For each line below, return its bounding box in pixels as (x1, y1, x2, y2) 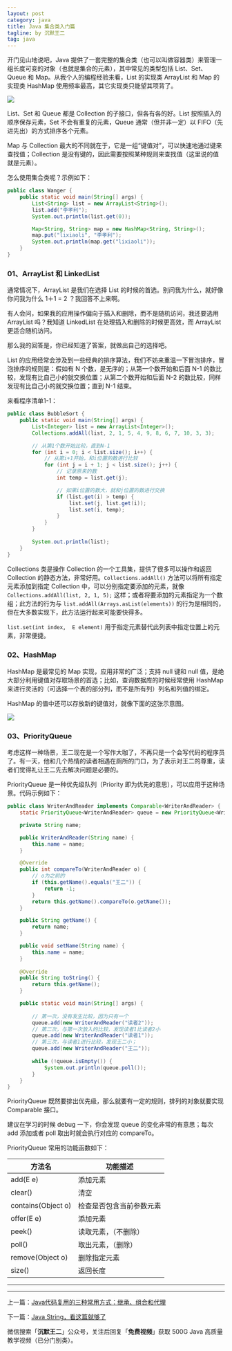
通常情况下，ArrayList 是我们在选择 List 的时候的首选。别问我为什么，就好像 (7, 286, 224, 294)
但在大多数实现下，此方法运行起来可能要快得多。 (7, 608, 146, 616)
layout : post (7, 10, 45, 17)
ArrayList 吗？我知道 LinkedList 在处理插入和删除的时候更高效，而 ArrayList (7, 318, 222, 326)
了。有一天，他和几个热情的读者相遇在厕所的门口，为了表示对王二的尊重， (7, 757, 219, 765)
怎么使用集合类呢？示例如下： (7, 174, 92, 182)
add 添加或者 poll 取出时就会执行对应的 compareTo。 (7, 1129, 158, 1137)
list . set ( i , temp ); (68, 506, 126, 513)
